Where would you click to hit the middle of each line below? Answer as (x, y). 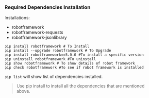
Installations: (17, 18)
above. (23, 91)
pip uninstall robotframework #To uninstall (50, 59)
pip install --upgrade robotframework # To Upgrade (58, 51)
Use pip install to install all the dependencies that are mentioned (80, 86)
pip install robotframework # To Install (47, 47)
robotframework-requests (37, 33)
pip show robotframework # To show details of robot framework (70, 64)
